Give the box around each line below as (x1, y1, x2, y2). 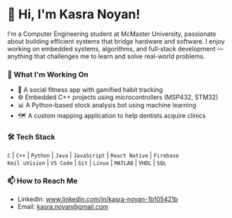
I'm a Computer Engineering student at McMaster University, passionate (7, 30, 217, 38)
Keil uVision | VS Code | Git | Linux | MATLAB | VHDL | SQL (7, 158, 167, 167)
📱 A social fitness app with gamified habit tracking (17, 86, 163, 94)
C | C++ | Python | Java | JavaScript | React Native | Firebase (7, 150, 179, 159)
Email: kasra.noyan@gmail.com (17, 202, 109, 210)
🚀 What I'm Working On (7, 70, 89, 79)
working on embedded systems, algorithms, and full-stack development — (7, 44, 224, 53)
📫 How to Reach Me (7, 176, 78, 186)
